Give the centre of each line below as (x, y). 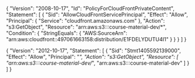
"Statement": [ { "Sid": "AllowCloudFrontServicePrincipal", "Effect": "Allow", (97, 15)
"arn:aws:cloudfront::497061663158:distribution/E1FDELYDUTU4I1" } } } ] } (96, 39)
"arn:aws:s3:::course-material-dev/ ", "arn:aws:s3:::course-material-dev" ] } (98, 63)
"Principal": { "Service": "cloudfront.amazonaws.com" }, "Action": (85, 21)
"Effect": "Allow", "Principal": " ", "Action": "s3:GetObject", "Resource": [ (93, 57)
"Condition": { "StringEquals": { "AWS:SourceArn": (67, 33)
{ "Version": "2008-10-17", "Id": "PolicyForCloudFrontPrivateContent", (90, 8)
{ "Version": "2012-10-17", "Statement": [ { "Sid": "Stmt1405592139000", (93, 51)
